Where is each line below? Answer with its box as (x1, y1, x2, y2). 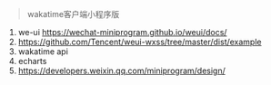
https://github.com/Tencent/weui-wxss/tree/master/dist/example (17, 36, 262, 47)
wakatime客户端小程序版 (26, 9, 120, 19)
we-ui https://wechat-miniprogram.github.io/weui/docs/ (17, 27, 227, 37)
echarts (17, 56, 47, 66)
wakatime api (17, 46, 68, 57)
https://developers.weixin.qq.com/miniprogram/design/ (17, 65, 226, 76)
